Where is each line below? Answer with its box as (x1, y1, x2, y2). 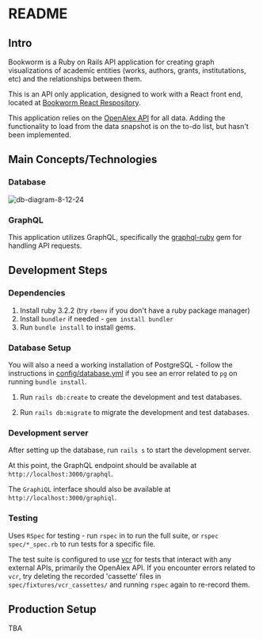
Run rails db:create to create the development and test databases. (19, 392, 242, 401)
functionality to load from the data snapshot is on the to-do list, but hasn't (8, 122, 250, 131)
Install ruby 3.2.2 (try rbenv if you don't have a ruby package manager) (19, 306, 251, 315)
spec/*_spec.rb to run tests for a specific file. (8, 539, 156, 549)
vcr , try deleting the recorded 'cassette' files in (8, 571, 162, 580)
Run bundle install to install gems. (19, 322, 136, 332)
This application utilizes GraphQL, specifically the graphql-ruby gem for (8, 232, 242, 242)
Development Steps (8, 264, 108, 277)
